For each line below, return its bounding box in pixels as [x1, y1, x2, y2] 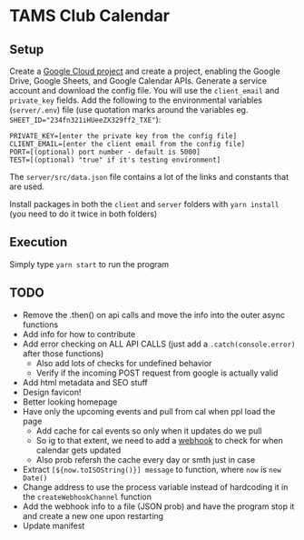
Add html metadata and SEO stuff [22, 376, 148, 387]
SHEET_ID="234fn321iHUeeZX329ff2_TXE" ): [9, 115, 162, 125]
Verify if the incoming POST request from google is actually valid [35, 367, 279, 378]
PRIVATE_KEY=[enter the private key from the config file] [9, 132, 238, 141]
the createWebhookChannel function [22, 491, 152, 502]
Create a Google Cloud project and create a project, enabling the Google [9, 65, 281, 76]
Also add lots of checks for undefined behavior [35, 357, 212, 368]
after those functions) [22, 347, 104, 359]
